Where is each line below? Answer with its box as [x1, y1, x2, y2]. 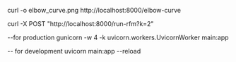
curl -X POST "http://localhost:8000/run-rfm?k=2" [7, 20, 154, 27]
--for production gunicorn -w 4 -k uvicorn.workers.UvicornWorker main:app [7, 33, 229, 42]
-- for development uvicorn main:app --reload [7, 47, 141, 55]
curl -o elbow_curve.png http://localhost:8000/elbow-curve [7, 6, 182, 14]
